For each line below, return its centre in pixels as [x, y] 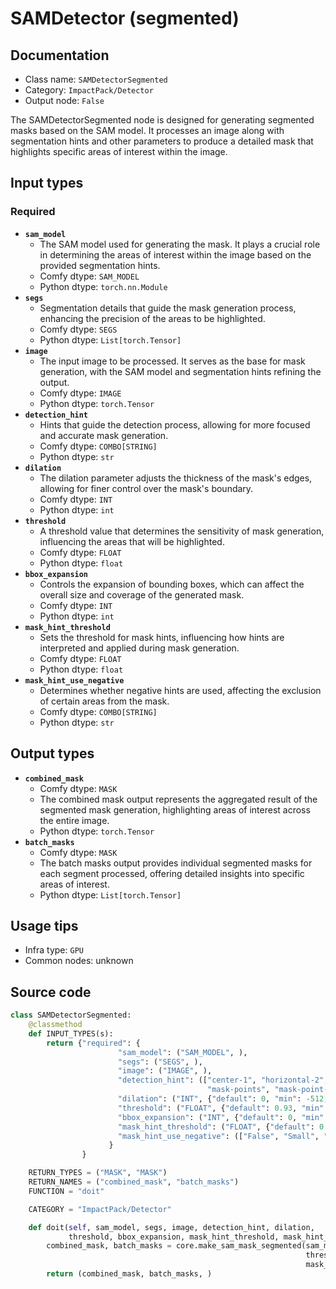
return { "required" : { [93, 1043]
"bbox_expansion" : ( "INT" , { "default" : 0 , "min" [221, 1117]
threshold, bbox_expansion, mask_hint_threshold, [174, 1237]
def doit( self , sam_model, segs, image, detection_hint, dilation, [171, 1227]
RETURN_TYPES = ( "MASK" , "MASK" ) [98, 1173]
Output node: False [64, 100]
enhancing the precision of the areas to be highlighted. [152, 318]
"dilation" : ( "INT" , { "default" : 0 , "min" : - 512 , [223, 1099]
